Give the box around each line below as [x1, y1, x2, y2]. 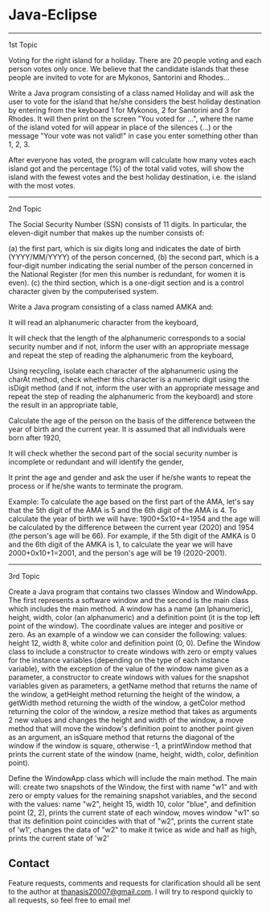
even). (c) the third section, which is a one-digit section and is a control [8, 278, 244, 287]
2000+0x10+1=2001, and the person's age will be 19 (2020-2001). [8, 547, 227, 557]
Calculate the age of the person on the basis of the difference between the [8, 415, 256, 425]
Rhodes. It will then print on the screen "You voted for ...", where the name [8, 114, 254, 123]
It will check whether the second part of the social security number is [8, 448, 239, 458]
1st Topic [8, 39, 38, 49]
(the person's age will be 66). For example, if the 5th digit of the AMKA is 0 [8, 531, 256, 540]
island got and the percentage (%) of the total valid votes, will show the [8, 163, 245, 173]
